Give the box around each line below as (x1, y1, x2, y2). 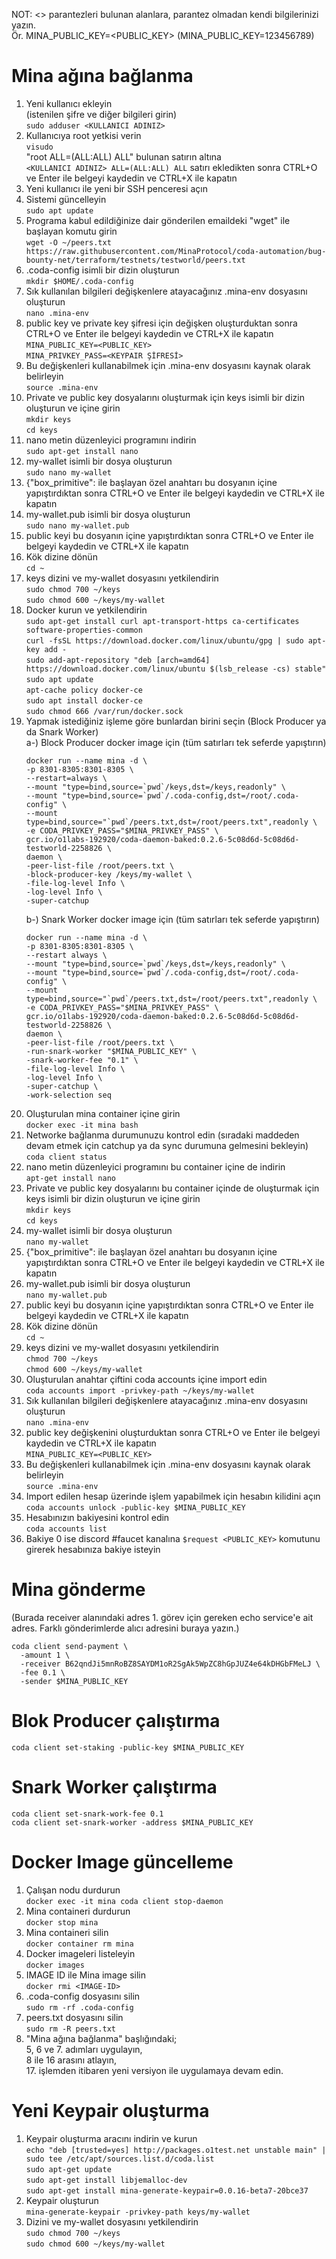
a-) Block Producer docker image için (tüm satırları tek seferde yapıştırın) (25, 736, 327, 748)
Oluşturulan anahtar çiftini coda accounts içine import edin (25, 1373, 268, 1385)
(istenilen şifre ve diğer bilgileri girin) (25, 108, 178, 120)
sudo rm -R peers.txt (25, 2024, 116, 2034)
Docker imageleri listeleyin (25, 1947, 136, 1959)
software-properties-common (25, 625, 143, 635)
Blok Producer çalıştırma (11, 1710, 221, 1733)
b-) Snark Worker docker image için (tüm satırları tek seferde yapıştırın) (25, 913, 321, 925)
